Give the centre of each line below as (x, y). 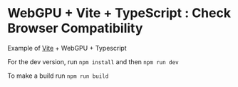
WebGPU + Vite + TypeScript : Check (119, 13)
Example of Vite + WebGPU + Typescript (67, 48)
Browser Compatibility (75, 28)
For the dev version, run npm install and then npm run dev (93, 61)
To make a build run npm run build (58, 76)
